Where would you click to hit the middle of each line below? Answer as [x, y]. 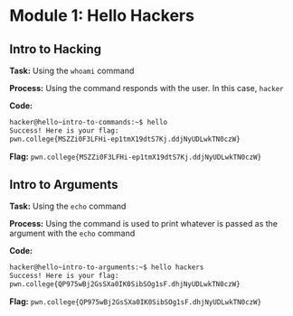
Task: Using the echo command [68, 206]
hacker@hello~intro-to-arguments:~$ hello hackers [107, 267]
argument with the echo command [72, 233]
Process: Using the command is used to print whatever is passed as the [144, 224]
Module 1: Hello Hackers [102, 16]
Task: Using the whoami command [72, 70]
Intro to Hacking [56, 49]
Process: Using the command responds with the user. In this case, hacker [146, 88]
